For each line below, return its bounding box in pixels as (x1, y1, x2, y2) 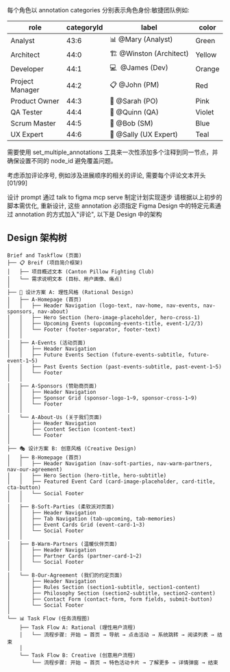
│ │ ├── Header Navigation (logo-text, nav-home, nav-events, (7, 302, 201, 309)
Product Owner (10, 97, 60, 105)
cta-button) (7, 484, 41, 491)
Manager (10, 85, 40, 95)
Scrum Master (10, 119, 56, 128)
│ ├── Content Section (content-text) (7, 425, 136, 433)
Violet (195, 108, 214, 116)
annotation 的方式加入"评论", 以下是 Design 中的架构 (14, 210, 162, 218)
